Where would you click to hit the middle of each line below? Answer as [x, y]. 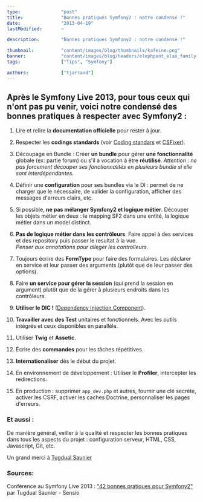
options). [27, 272]
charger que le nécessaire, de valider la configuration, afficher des [98, 192]
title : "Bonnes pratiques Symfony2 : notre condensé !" [96, 18]
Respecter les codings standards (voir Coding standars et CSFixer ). [101, 142]
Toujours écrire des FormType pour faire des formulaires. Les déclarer [103, 259]
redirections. [31, 379]
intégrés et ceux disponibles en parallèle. [67, 326]
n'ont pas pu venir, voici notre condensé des [92, 107]
